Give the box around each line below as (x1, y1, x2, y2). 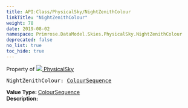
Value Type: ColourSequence (6, 88, 80, 95)
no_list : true (6, 43, 42, 49)
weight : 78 (6, 20, 34, 26)
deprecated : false (6, 37, 53, 43)
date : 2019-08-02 (6, 25, 50, 32)
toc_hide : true (6, 48, 45, 54)
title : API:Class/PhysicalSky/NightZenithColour (6, 8, 131, 15)
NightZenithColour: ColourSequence (6, 77, 112, 84)
